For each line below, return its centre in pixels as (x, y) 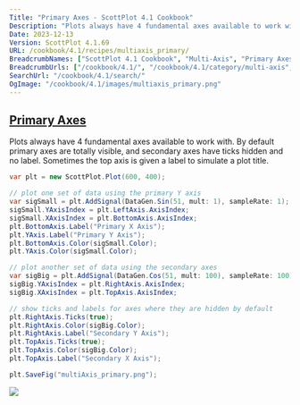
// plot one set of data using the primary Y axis (105, 193)
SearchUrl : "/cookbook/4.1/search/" (77, 76)
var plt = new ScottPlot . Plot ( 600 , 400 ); (87, 177)
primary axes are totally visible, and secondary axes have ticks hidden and (146, 151)
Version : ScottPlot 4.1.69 (59, 42)
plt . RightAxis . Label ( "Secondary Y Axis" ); (89, 333)
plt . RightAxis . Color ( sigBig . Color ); (77, 325)
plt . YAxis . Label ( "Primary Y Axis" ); (77, 235)
